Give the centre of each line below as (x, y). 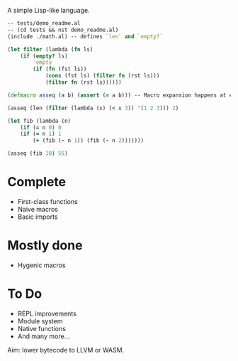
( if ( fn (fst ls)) (60, 69)
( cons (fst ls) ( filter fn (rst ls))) (102, 76)
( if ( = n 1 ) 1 (41, 134)
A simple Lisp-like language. (49, 10)
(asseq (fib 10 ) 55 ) (38, 153)
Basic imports (38, 217)
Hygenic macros (41, 265)
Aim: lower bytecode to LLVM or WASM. (66, 350)
